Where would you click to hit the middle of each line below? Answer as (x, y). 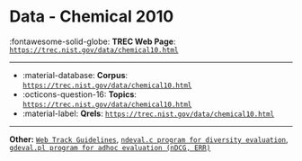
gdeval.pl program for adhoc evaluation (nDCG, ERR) (110, 148)
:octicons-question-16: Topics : (80, 94)
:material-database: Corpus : (75, 75)
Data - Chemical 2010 (92, 17)
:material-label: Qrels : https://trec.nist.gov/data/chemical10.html (148, 113)
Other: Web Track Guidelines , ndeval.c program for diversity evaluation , (149, 139)
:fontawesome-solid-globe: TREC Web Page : (93, 41)
